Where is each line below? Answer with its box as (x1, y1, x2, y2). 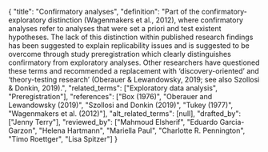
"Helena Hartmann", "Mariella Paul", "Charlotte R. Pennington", (38, 126, 246, 135)
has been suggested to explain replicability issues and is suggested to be (8, 41, 250, 50)
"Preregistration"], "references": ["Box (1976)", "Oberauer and (8, 92, 213, 101)
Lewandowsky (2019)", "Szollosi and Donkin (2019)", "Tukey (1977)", (8, 100, 234, 110)
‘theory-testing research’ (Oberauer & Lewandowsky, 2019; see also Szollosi (8, 75, 260, 84)
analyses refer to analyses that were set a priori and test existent (8, 24, 222, 33)
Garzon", (8, 126, 38, 135)
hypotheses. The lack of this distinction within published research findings (8, 32, 254, 42)
